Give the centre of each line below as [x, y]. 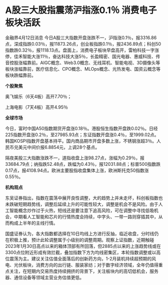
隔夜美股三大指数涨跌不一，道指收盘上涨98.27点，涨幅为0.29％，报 [75, 158]
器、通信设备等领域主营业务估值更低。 [44, 277]
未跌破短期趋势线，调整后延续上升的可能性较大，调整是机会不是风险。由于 [82, 204]
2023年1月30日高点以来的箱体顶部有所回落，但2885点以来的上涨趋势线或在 [83, 246]
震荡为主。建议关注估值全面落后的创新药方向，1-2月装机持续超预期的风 [83, 258]
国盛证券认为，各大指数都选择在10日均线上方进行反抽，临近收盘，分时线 [80, 233]
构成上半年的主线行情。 [33, 223]
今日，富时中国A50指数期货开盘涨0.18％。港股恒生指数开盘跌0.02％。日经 [81, 128]
